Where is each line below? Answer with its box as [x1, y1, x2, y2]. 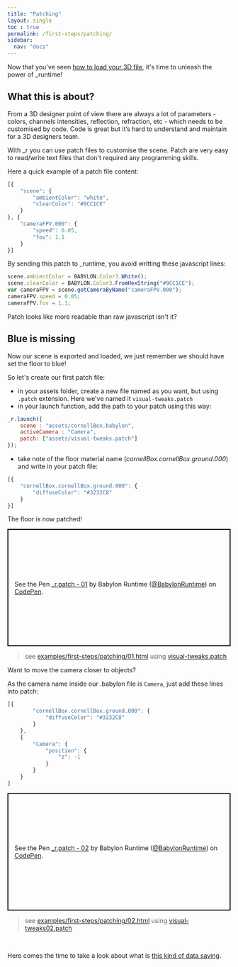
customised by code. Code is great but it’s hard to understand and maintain [7, 125, 227, 133]
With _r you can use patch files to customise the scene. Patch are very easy [7, 146, 229, 154]
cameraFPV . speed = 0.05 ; [7, 293, 81, 300]
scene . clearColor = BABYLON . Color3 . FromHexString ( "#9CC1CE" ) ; [7, 280, 195, 287]
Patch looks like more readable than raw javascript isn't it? [7, 312, 177, 321]
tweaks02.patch [24, 924, 72, 932]
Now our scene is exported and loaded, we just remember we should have [7, 351, 225, 360]
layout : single [7, 17, 52, 24]
